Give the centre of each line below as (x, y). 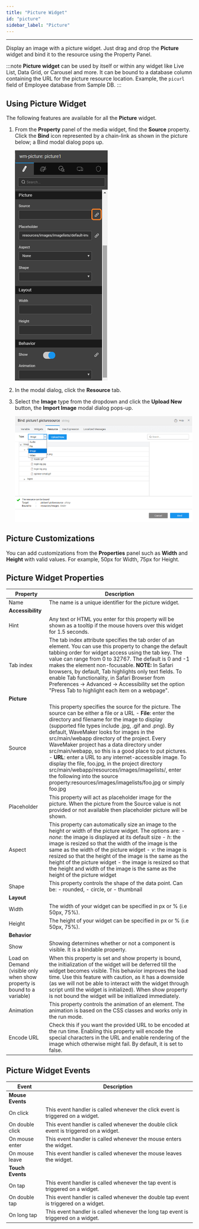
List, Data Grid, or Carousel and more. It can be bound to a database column (99, 72)
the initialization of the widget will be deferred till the (113, 964)
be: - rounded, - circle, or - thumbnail (96, 890)
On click (19, 1113)
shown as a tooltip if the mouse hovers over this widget (116, 625)
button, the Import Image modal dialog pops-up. (74, 408)
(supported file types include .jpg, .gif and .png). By (112, 726)
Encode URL (24, 1038)
